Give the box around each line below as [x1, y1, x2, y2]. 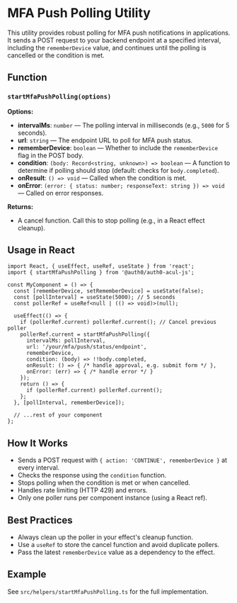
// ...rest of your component [13, 412, 103, 419]
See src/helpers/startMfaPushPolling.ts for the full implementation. [7, 587, 209, 596]
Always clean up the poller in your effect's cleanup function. [17, 533, 193, 541]
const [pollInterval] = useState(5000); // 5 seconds [13, 294, 175, 301]
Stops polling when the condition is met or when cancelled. [17, 478, 191, 487]
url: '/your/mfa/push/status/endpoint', [25, 344, 147, 351]
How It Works [7, 437, 69, 449]
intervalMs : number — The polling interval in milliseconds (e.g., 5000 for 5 [17, 120, 230, 129]
